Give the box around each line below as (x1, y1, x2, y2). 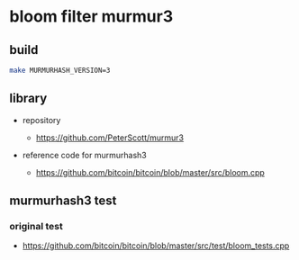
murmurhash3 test (9, 193, 117, 209)
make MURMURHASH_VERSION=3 (9, 66, 111, 75)
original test (9, 220, 63, 232)
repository (22, 114, 61, 125)
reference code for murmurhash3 (22, 149, 147, 160)
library (9, 91, 48, 106)
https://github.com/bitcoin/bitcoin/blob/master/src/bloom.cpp (35, 166, 266, 177)
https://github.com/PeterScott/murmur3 (35, 132, 185, 143)
